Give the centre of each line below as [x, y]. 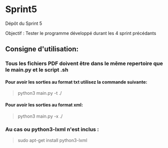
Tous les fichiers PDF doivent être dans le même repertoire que [84, 63]
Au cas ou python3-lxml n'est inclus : [52, 129]
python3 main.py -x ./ [40, 116]
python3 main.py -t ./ [40, 93]
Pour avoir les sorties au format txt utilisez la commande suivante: [76, 82]
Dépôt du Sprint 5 [24, 23]
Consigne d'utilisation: [42, 49]
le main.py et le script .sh [37, 70]
